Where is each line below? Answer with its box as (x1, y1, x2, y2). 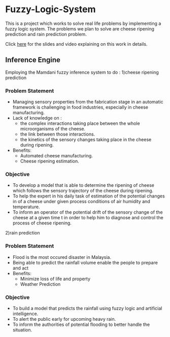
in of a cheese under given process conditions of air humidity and (12, 198, 151, 205)
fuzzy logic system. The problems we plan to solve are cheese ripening (5, 25, 155, 31)
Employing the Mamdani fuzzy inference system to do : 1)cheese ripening (5, 69, 159, 75)
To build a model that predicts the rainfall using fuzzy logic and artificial (12, 305, 162, 311)
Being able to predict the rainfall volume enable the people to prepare (12, 259, 158, 265)
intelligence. (12, 311, 39, 317)
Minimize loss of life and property (20, 276, 90, 282)
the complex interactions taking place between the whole (20, 120, 141, 126)
